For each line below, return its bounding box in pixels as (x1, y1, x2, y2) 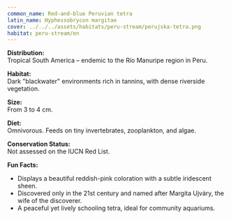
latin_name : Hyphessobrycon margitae (7, 17, 117, 24)
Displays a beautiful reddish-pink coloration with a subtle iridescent (17, 174, 211, 183)
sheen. (17, 182, 38, 190)
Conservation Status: (7, 140, 71, 149)
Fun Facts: (7, 161, 38, 169)
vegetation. (7, 84, 40, 93)
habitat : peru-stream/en (7, 29, 80, 37)
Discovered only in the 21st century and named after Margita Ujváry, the (17, 189, 225, 197)
